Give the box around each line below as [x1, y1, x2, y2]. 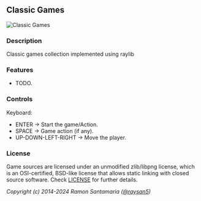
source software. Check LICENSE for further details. [6, 176, 138, 183]
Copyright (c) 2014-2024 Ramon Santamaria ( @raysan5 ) [6, 188, 151, 195]
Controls [6, 95, 33, 104]
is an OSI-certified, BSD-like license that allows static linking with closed [6, 170, 189, 176]
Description [6, 36, 42, 45]
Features [6, 66, 34, 74]
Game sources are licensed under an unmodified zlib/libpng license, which [6, 163, 195, 170]
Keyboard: [6, 108, 32, 116]
